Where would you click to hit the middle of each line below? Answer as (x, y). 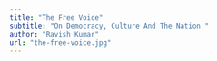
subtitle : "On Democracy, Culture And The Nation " (109, 26)
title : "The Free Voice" (56, 17)
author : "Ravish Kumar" (54, 34)
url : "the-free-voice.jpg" (60, 43)
